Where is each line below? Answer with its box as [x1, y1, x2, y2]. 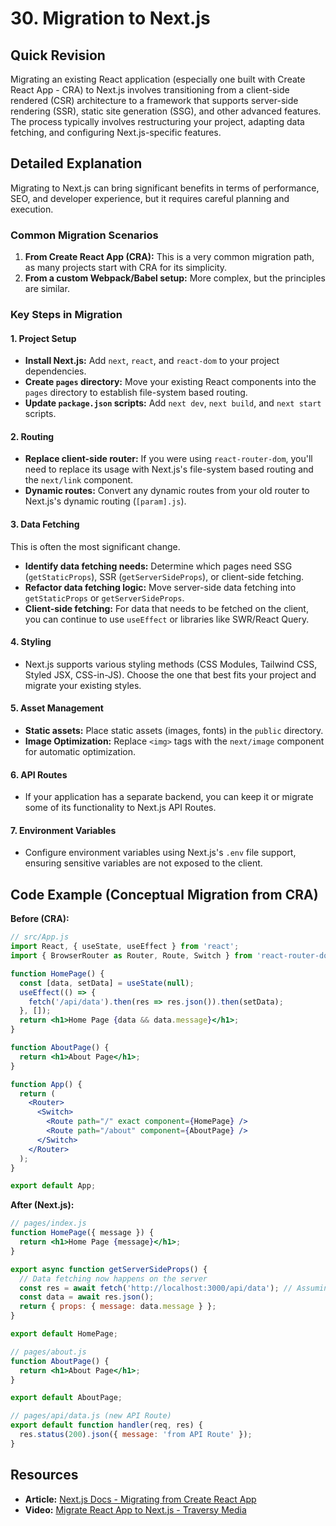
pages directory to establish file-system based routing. [24, 387, 248, 399]
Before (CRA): [10, 913, 70, 925]
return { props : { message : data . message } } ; [19, 1302, 217, 1312]
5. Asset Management [10, 702, 104, 714]
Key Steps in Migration [10, 308, 123, 322]
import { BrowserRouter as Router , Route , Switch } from [10, 951, 253, 961]
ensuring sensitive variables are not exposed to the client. [24, 857, 263, 869]
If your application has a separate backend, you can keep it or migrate [24, 791, 314, 803]
